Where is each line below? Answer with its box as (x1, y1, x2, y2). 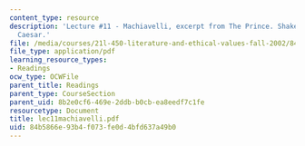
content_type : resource (9, 13, 100, 23)
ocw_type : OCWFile (9, 73, 79, 82)
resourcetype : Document (9, 106, 100, 115)
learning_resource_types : (9, 55, 107, 64)
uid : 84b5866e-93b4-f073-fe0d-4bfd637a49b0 (9, 123, 177, 132)
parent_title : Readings (9, 81, 100, 90)
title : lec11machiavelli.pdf (9, 114, 120, 123)
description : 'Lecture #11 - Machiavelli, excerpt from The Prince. (9, 22, 274, 31)
